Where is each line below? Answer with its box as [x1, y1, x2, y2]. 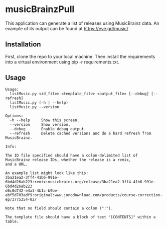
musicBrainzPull [5, 4, 75, 15]
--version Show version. [10, 122, 71, 127]
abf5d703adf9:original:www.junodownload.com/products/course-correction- [5, 192, 163, 197]
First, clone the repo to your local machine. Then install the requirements [5, 53, 155, 59]
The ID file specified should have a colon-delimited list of [5, 153, 138, 158]
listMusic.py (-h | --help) [10, 100, 69, 105]
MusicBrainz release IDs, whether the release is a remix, [5, 157, 131, 162]
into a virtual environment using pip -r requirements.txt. [5, 59, 119, 65]
